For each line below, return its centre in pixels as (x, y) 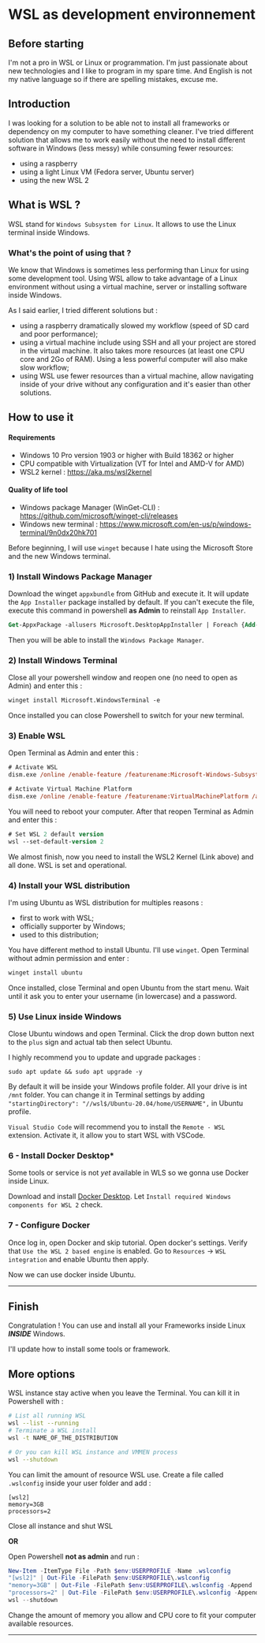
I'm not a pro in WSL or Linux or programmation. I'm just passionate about (128, 62)
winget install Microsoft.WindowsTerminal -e (84, 700)
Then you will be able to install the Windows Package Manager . (106, 639)
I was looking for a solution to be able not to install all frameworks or (119, 123)
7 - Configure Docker (49, 1225)
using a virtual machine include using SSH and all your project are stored (138, 342)
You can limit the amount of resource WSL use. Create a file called (116, 1474)
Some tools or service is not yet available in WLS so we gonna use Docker (129, 1173)
